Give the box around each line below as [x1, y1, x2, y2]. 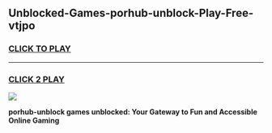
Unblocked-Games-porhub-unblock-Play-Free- [8, 6, 253, 20]
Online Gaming [8, 115, 60, 125]
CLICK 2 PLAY [8, 73, 65, 85]
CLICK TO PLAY [8, 44, 71, 55]
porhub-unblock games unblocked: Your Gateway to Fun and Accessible [8, 106, 257, 116]
